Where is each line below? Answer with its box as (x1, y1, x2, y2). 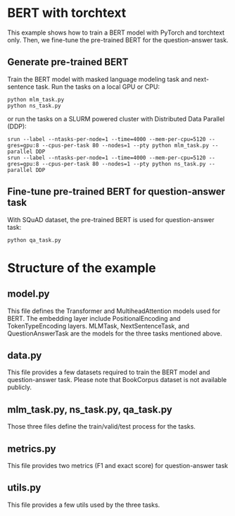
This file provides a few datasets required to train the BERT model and (7, 368, 210, 376)
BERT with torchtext (7, 5, 127, 21)
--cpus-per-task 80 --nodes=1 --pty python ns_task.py (42, 160, 206, 167)
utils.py (7, 481, 42, 494)
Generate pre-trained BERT (7, 56, 129, 68)
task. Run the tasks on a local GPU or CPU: (35, 82, 160, 91)
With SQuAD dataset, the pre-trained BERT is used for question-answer (7, 215, 215, 223)
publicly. (7, 383, 32, 392)
